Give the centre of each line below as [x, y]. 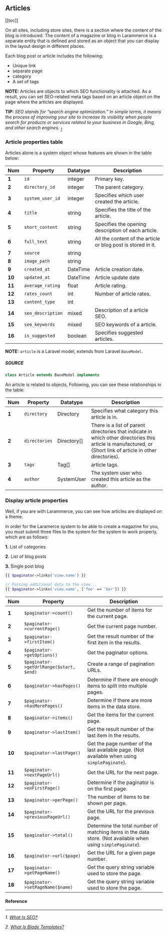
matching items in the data [118, 832]
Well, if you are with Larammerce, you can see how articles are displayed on [84, 511]
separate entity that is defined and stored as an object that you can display [82, 41]
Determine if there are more [120, 700]
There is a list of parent [118, 425]
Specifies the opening [120, 224]
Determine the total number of [123, 826]
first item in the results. [114, 642]
